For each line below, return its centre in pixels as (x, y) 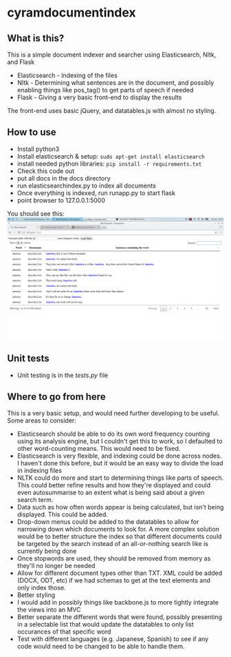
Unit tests (28, 359)
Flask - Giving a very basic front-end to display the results (99, 97)
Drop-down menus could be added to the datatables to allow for (108, 522)
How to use (32, 132)
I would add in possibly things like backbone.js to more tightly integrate (118, 603)
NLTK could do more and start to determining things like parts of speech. (120, 478)
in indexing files (39, 471)
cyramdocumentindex (71, 13)
